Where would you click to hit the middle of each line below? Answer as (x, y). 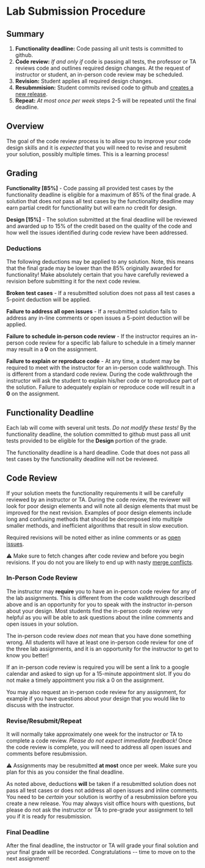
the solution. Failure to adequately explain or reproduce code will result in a (101, 387)
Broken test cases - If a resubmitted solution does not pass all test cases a (101, 293)
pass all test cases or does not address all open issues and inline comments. (103, 790)
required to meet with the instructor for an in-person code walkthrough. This (102, 367)
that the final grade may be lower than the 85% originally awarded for (94, 268)
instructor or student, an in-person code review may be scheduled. (99, 74)
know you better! (27, 655)
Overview (25, 126)
